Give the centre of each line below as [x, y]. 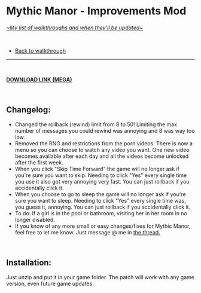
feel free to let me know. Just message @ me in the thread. [87, 232]
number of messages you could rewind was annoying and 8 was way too [105, 130]
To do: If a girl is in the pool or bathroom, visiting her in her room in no [101, 213]
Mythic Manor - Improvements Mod [96, 11]
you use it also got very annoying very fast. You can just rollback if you [102, 181]
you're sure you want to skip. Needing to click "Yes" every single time [101, 175]
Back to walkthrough [40, 51]
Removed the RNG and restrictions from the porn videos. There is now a [104, 143]
